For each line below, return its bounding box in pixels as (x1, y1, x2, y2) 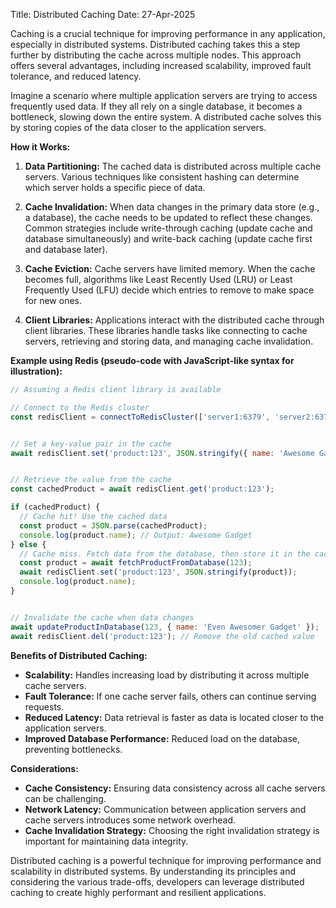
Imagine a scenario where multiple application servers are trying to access (10, 90, 318, 101)
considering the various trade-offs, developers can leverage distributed (10, 875, 305, 888)
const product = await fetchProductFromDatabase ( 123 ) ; (19, 558, 253, 568)
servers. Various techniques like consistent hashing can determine (24, 171, 300, 183)
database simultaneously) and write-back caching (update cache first (24, 233, 313, 244)
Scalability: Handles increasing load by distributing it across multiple (24, 669, 310, 681)
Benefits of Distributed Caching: (10, 649, 148, 661)
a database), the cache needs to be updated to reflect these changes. (24, 212, 313, 223)
